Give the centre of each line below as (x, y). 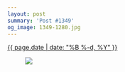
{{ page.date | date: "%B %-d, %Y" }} (62, 48)
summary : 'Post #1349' (41, 21)
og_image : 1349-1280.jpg (44, 27)
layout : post (27, 14)
